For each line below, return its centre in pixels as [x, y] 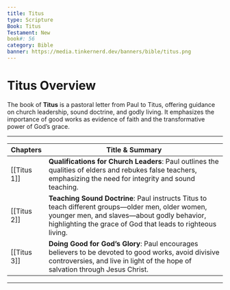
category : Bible [30, 45]
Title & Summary [134, 149]
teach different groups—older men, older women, [128, 206]
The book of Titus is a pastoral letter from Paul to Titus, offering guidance [111, 104]
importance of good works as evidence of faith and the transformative [106, 119]
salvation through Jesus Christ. [99, 269]
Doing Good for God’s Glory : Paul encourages [123, 243]
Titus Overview [52, 86]
